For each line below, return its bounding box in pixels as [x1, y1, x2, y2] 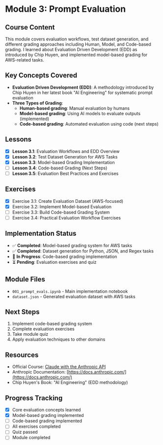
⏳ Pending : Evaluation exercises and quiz [12, 259, 97, 265]
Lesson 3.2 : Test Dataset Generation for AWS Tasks [12, 154, 118, 159]
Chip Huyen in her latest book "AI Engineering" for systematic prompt [12, 90, 153, 95]
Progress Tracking [5, 394, 63, 402]
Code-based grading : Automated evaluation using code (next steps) [19, 121, 159, 127]
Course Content [5, 23, 55, 32]
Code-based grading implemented [12, 418, 82, 424]
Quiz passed [12, 429, 38, 435]
